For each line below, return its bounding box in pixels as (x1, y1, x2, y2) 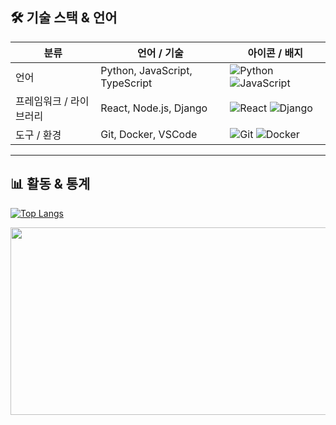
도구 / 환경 (15, 128, 62, 142)
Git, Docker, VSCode (100, 127, 198, 141)
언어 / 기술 (136, 46, 184, 60)
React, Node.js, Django (100, 101, 208, 115)
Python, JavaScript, (100, 63, 193, 77)
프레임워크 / (15, 94, 68, 108)
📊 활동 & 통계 (10, 176, 91, 193)
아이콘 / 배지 (247, 46, 303, 60)
